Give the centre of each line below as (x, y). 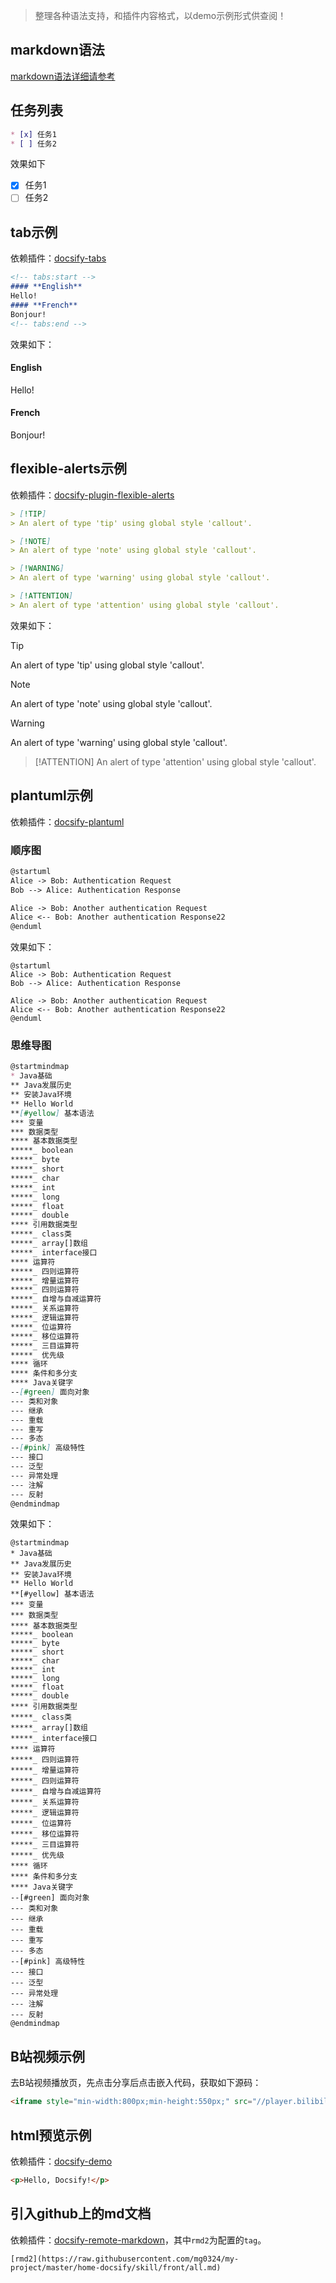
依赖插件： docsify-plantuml (67, 821)
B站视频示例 (47, 2056)
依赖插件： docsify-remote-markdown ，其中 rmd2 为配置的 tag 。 (138, 2240)
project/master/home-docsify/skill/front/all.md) (116, 2267)
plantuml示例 (51, 795)
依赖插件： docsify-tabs (58, 258)
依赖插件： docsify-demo (61, 2161)
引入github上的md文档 (81, 2214)
